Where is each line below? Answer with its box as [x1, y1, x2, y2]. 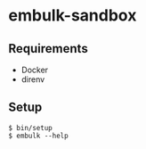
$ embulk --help [8, 131, 69, 140]
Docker [20, 64, 49, 75]
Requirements [8, 41, 88, 56]
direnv [20, 74, 45, 85]
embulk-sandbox [8, 5, 137, 26]
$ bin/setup [8, 123, 53, 132]
